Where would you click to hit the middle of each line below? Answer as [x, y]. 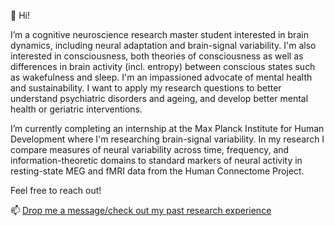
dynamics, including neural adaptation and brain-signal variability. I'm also [163, 45]
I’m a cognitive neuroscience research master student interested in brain [159, 34]
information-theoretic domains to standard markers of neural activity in [156, 160]
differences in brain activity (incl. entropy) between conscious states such [163, 66]
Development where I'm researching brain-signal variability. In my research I [167, 139]
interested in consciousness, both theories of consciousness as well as [157, 56]
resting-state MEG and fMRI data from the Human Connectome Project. [157, 171]
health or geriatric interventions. [76, 109]
